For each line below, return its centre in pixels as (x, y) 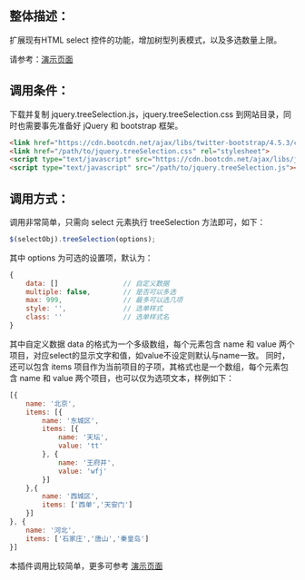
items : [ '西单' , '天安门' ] (88, 505)
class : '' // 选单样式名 (98, 317)
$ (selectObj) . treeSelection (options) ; (83, 239)
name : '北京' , (51, 403)
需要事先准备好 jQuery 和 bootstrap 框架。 (104, 125)
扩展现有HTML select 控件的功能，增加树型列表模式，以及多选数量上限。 (146, 40)
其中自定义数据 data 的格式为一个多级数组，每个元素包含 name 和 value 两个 (152, 344)
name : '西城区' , (71, 496)
